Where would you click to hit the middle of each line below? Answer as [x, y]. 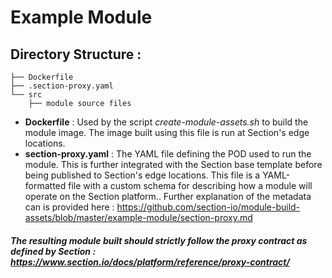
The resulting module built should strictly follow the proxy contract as [159, 240]
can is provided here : [69, 207]
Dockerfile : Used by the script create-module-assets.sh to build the [166, 122]
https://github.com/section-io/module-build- [208, 207]
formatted [45, 185]
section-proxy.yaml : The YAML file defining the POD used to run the [168, 154]
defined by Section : [53, 251]
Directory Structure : [76, 54]
